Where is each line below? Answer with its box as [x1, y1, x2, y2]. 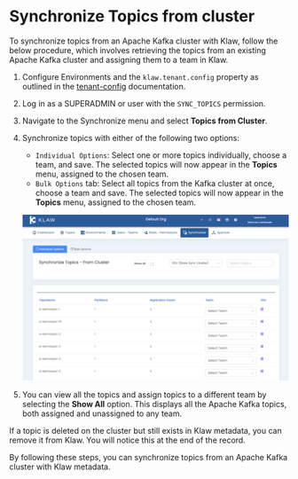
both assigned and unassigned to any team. [21, 408, 183, 419]
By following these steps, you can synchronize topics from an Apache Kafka [9, 452, 288, 463]
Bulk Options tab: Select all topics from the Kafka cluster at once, [35, 177, 275, 188]
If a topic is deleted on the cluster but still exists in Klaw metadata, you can [9, 426, 282, 436]
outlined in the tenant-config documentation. [21, 81, 186, 91]
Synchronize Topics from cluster [9, 6, 255, 27]
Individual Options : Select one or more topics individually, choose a [35, 149, 287, 161]
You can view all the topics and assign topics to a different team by [21, 389, 267, 400]
